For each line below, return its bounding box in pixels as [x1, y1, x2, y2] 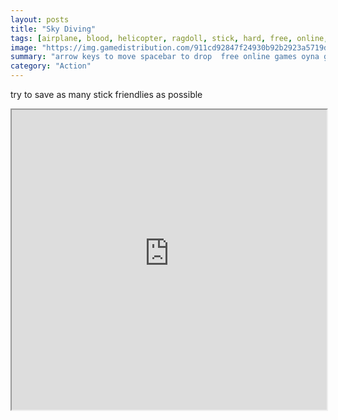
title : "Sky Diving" [10, 24, 97, 34]
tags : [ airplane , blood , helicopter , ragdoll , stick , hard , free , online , [10, 33, 329, 43]
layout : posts [10, 14, 70, 25]
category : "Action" [10, 61, 92, 71]
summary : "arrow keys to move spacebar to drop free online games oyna [10, 52, 320, 62]
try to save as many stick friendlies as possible [10, 89, 203, 100]
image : [10, 42, 38, 53]
